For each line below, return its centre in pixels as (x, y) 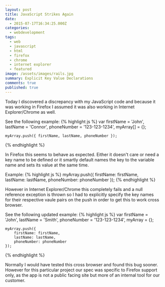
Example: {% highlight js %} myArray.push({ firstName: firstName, (72, 174)
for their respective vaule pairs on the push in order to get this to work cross (82, 199)
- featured (21, 69)
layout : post (18, 10)
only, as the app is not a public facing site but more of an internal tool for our (82, 275)
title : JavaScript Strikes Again (39, 14)
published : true (22, 87)
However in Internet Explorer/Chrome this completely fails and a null (74, 189)
